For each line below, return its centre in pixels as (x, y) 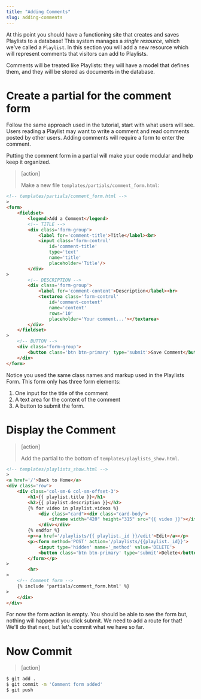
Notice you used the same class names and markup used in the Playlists (95, 375)
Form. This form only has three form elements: (63, 381)
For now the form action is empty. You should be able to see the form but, (97, 614)
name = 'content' (68, 308)
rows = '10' (61, 313)
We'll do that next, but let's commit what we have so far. (75, 627)
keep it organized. (28, 162)
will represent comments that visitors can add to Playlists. (77, 53)
